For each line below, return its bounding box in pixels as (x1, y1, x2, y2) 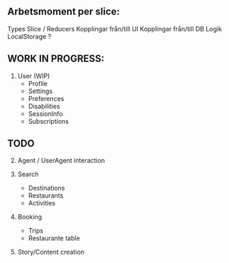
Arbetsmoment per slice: (7, 6, 121, 18)
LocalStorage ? (7, 32, 52, 41)
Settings (28, 87, 53, 95)
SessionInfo (28, 109, 63, 118)
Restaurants (28, 191, 64, 200)
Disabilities (28, 102, 60, 110)
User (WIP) (17, 71, 50, 80)
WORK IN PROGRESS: (7, 53, 105, 65)
